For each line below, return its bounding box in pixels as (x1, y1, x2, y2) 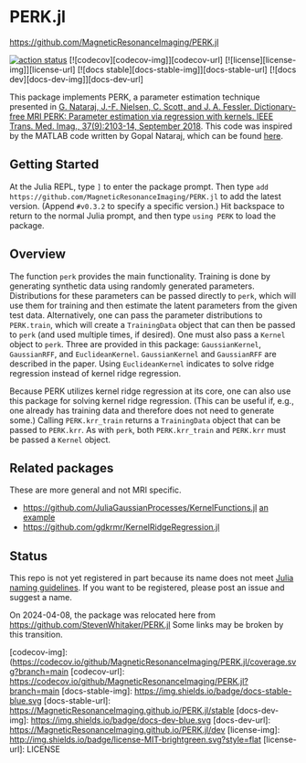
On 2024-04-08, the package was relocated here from (9, 609, 216, 620)
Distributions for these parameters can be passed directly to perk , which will (9, 290, 297, 301)
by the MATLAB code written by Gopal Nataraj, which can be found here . (9, 130, 283, 141)
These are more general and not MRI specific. (9, 484, 182, 495)
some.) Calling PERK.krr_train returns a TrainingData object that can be (9, 414, 281, 426)
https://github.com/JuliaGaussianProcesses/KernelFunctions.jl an (22, 503, 269, 514)
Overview (9, 247, 67, 262)
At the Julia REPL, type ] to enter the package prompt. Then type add (9, 181, 269, 192)
